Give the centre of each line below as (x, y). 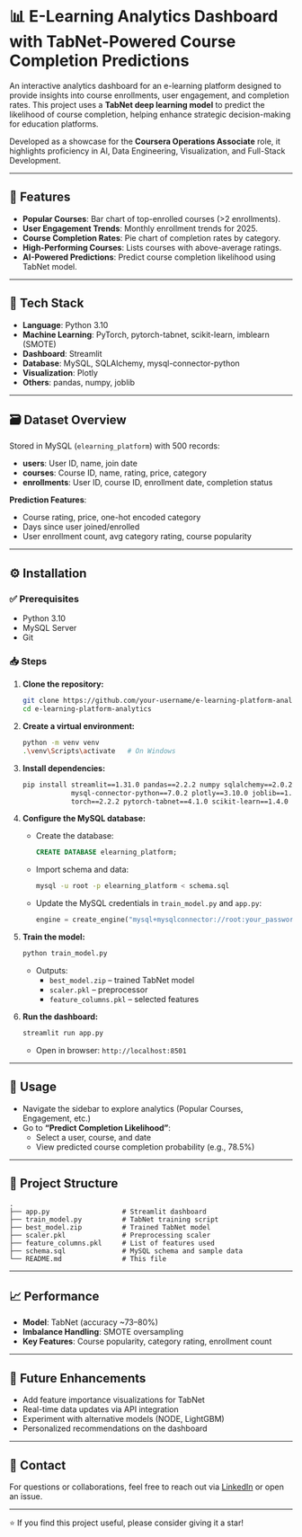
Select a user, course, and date (93, 1137)
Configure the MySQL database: (84, 819)
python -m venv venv (61, 743)
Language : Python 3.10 (65, 324)
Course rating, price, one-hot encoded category (111, 518)
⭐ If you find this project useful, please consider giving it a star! (127, 1523)
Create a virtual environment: (78, 726)
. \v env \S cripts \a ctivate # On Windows (99, 751)
